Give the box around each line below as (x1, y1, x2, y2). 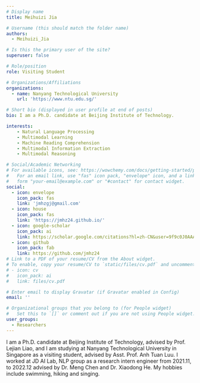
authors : (6, 30, 28, 36)
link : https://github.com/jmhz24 (17, 251, 100, 257)
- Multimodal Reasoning (17, 151, 76, 157)
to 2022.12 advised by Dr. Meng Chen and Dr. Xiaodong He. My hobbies (6, 363, 183, 370)
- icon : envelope (11, 189, 55, 196)
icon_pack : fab (17, 245, 55, 251)
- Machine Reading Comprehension (17, 140, 100, 146)
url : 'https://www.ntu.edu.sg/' (17, 96, 97, 102)
